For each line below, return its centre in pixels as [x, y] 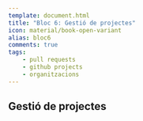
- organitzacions [51, 74]
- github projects [53, 67]
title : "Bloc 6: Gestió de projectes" [72, 23]
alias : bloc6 [30, 38]
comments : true [33, 45]
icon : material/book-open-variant [65, 30]
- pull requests [49, 60]
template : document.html [49, 15]
